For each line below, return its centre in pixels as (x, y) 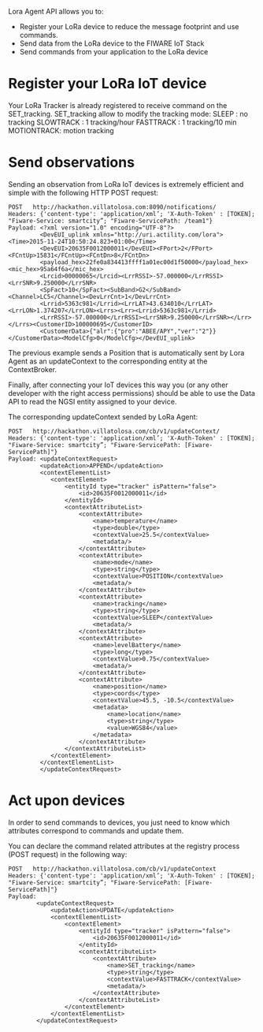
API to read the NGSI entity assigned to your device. (93, 401)
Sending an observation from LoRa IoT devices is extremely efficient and (126, 184)
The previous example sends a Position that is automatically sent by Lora (126, 352)
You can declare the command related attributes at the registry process (124, 846)
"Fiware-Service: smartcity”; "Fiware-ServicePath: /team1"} (111, 221)
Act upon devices (67, 801)
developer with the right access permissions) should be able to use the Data (132, 393)
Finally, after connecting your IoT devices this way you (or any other (118, 385)
